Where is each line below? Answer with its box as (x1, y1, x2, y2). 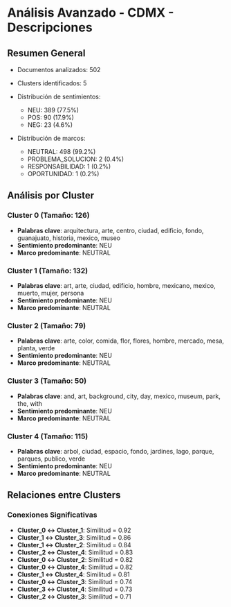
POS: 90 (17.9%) (27, 113, 75, 121)
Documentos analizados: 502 (17, 66, 101, 74)
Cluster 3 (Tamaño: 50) (7, 376, 87, 386)
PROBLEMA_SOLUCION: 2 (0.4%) (27, 155, 124, 163)
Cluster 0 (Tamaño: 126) (7, 210, 90, 220)
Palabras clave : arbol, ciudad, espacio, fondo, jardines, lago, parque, (17, 447, 214, 455)
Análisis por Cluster (7, 189, 95, 202)
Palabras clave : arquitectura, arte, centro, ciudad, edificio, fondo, (17, 226, 204, 234)
